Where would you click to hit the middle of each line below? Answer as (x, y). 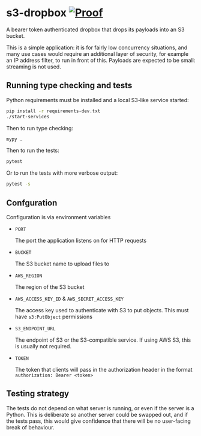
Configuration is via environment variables (58, 217)
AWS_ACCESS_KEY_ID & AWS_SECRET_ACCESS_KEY (69, 298)
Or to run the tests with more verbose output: (62, 173)
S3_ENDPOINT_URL (35, 329)
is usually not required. (43, 346)
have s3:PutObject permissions (54, 316)
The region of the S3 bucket (49, 287)
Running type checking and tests (69, 86)
